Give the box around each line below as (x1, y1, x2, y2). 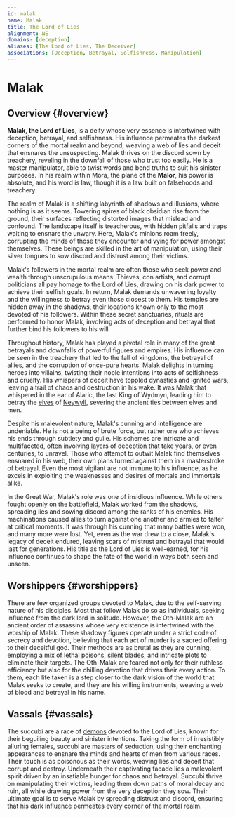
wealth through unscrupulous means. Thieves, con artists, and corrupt (7, 272, 210, 281)
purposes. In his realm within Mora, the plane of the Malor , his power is (7, 171, 214, 179)
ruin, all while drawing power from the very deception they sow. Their (7, 787, 208, 795)
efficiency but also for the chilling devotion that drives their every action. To (7, 665, 226, 674)
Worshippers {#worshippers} (7, 580, 139, 592)
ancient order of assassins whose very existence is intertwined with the (7, 620, 215, 629)
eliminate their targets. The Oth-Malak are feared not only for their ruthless (7, 658, 223, 667)
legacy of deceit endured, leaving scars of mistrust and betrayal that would (7, 537, 224, 545)
